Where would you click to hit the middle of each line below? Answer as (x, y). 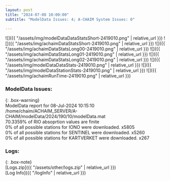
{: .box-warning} (22, 100)
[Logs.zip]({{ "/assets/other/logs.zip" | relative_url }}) (61, 167)
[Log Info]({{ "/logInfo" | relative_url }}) (46, 172)
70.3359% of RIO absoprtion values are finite (53, 122)
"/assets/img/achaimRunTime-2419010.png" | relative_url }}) (68, 76)
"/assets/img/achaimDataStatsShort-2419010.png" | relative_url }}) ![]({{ (90, 44)
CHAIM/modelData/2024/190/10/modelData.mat (55, 116)
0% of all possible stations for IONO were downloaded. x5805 (70, 127)
